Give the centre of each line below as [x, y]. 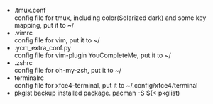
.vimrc [23, 33]
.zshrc [23, 63]
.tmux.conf [30, 10]
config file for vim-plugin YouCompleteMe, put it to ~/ [93, 55]
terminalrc [29, 78]
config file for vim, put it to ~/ [57, 40]
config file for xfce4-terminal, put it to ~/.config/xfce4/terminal [106, 85]
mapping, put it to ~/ [44, 25]
